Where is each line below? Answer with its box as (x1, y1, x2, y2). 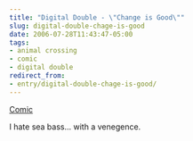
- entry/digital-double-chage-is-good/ (9, 79, 157, 88)
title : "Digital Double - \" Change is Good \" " (9, 12, 185, 22)
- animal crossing (9, 46, 77, 55)
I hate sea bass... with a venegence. (9, 121, 141, 132)
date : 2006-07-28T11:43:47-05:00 (9, 29, 133, 38)
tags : (9, 37, 29, 47)
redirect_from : (9, 71, 66, 80)
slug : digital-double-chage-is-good (9, 21, 145, 30)
